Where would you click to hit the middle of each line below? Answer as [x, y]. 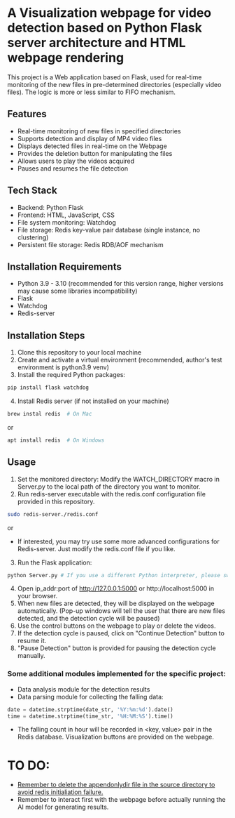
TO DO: [29, 765]
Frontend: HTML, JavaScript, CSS [66, 215]
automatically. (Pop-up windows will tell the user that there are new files [121, 611]
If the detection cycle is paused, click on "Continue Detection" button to [121, 633]
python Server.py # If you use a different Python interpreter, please [114, 575]
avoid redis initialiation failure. [60, 792]
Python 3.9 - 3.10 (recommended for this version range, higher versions [120, 284]
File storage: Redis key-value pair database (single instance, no [109, 230]
